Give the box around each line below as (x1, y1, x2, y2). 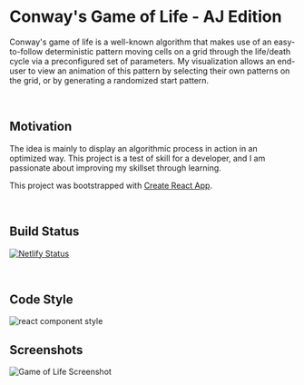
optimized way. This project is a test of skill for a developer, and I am (9, 153, 266, 163)
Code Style (9, 291, 74, 307)
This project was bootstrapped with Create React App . (9, 180, 213, 191)
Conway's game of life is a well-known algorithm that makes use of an (9, 36, 272, 47)
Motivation (9, 119, 73, 134)
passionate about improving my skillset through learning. (9, 162, 222, 173)
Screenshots (9, 342, 83, 358)
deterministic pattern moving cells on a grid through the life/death (44, 45, 291, 56)
